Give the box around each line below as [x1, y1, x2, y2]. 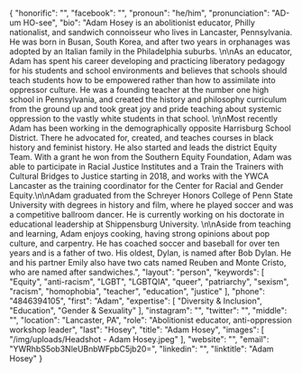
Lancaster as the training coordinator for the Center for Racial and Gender [9, 181, 284, 191]
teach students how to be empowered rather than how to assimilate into [9, 75, 277, 85]
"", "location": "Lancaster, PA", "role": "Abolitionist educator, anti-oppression [9, 315, 292, 325]
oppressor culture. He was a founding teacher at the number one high [9, 85, 270, 95]
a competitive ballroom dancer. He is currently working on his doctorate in [9, 210, 285, 219]
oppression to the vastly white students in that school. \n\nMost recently [9, 113, 278, 124]
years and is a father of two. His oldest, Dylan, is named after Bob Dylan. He [9, 247, 291, 258]
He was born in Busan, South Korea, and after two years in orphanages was [9, 36, 291, 47]
